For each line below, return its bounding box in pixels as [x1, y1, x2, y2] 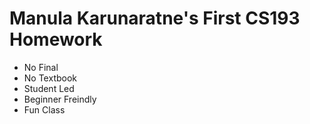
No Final [23, 61, 59, 73]
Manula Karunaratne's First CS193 [9, 7, 301, 30]
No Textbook [23, 72, 78, 84]
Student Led [23, 82, 75, 94]
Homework [9, 28, 103, 51]
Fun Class [23, 103, 66, 116]
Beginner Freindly [23, 93, 97, 105]
